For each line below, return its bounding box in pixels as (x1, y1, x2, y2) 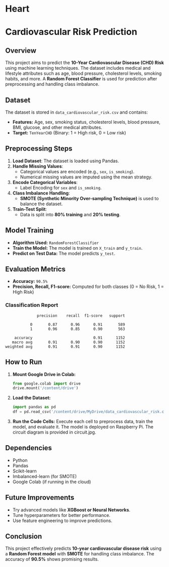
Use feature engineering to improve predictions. (12, 517, 112, 524)
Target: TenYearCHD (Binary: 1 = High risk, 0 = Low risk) (12, 130, 126, 135)
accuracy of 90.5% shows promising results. (5, 556, 99, 562)
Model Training (5, 226, 54, 235)
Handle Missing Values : (12, 163, 64, 169)
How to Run (5, 358, 42, 366)
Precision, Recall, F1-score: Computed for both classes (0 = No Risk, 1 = (12, 283, 164, 290)
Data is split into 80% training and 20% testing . (20, 211, 121, 217)
